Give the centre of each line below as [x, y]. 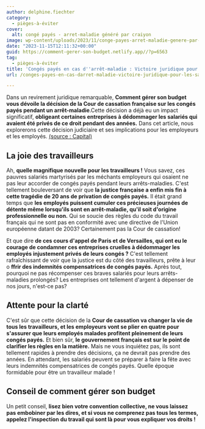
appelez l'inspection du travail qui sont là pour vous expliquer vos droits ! [101, 419]
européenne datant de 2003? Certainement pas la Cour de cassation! [94, 229]
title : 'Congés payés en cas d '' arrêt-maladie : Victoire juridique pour [102, 69]
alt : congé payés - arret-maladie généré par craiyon [81, 35]
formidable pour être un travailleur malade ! [61, 372]
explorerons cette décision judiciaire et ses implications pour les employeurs [103, 130]
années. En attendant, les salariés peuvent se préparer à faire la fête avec [99, 359]
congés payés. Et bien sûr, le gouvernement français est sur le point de [98, 340]
